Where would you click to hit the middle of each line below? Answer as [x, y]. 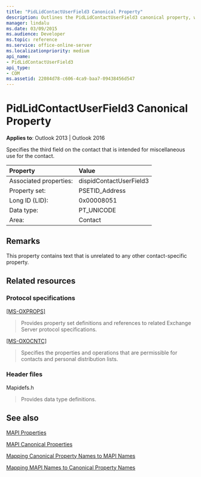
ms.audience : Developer [36, 34]
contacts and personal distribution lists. [69, 359]
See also [22, 418]
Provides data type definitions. [59, 399]
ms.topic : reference [32, 40]
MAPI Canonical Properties [39, 444]
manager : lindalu [28, 23]
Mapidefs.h [20, 387]
